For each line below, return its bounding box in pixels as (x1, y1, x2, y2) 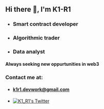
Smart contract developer (12, 21, 78, 28)
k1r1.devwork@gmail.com (12, 86, 70, 93)
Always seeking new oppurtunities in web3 (5, 61, 99, 67)
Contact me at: (5, 74, 43, 81)
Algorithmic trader (12, 34, 60, 42)
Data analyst (12, 48, 45, 56)
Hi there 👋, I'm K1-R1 (5, 5, 71, 14)
